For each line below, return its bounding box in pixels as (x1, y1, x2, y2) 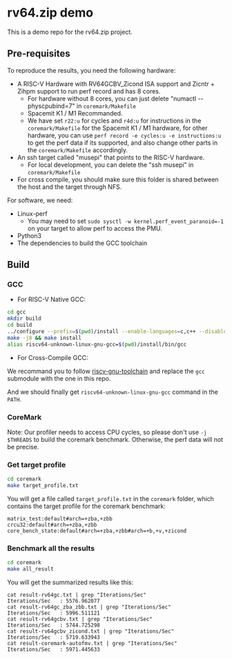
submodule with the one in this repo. (7, 374, 111, 382)
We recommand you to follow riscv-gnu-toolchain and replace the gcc (7, 367, 205, 375)
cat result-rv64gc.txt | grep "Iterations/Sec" (7, 592, 147, 599)
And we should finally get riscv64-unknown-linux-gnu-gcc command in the (7, 388, 219, 396)
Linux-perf (17, 209, 48, 217)
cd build (7, 322, 32, 329)
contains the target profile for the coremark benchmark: (7, 502, 166, 510)
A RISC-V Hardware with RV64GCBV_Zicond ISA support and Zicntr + (17, 80, 215, 88)
